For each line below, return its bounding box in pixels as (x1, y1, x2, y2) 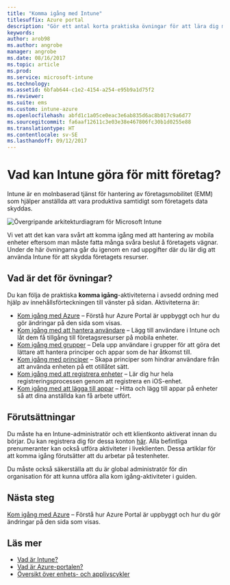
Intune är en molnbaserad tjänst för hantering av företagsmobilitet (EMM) (7, 190, 214, 198)
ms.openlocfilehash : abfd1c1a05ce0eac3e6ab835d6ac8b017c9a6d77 (7, 112, 192, 119)
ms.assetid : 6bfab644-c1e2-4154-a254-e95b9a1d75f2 (7, 86, 155, 93)
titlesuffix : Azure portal (7, 16, 84, 23)
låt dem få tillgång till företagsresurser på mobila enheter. (16, 333, 179, 342)
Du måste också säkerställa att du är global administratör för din (7, 464, 188, 473)
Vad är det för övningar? (7, 272, 113, 285)
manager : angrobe (7, 49, 57, 56)
